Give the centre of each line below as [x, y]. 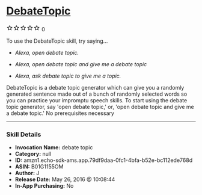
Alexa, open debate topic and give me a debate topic [81, 64]
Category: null [33, 154]
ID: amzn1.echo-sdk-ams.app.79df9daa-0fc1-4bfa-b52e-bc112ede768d [104, 160]
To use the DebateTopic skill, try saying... [57, 41]
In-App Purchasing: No [44, 186]
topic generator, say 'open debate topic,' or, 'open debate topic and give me [100, 107]
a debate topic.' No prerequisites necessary [60, 113]
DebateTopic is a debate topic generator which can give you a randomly [95, 87]
